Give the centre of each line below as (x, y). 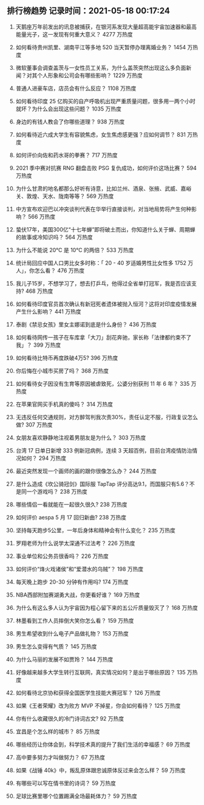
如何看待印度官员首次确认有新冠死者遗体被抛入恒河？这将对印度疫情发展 (106, 304)
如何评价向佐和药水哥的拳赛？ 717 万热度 (66, 155)
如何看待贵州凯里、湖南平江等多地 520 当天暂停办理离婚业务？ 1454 (101, 47)
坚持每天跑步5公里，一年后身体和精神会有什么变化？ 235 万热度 (95, 530)
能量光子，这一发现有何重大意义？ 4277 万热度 (74, 34)
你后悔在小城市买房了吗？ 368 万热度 (62, 371)
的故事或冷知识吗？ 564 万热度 (54, 237)
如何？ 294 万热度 (43, 458)
